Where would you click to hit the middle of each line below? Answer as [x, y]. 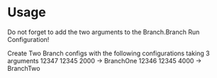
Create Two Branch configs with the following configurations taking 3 [109, 53]
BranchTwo [24, 68]
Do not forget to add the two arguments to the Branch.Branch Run [104, 32]
